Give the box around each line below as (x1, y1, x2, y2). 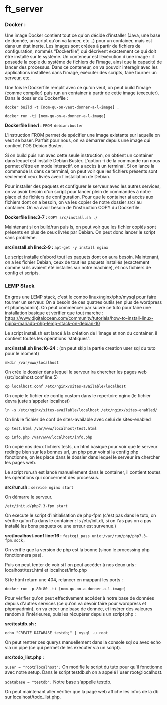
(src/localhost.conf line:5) (5, 374, 58, 380)
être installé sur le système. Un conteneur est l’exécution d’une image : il (5, 54, 154, 60)
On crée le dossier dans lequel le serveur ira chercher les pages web (5, 369, 147, 375)
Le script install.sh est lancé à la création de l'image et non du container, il (5, 330, 157, 336)
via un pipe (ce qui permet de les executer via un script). (5, 644, 121, 650)
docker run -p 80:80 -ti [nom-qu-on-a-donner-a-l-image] (5, 586, 126, 591)
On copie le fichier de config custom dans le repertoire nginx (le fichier (5, 392, 151, 398)
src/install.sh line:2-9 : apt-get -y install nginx (5, 244, 109, 250)
